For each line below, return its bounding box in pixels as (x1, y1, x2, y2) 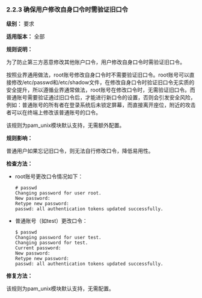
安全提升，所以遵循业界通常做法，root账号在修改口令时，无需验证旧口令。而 (6, 86, 195, 94)
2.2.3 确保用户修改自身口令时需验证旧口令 (6, 5, 128, 13)
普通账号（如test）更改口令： (14, 217, 88, 225)
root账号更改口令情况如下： (14, 173, 84, 180)
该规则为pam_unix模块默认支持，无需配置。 (6, 285, 114, 293)
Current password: (14, 245, 61, 251)
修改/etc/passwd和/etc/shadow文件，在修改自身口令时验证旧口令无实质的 (11, 79, 195, 86)
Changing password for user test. (14, 235, 102, 241)
